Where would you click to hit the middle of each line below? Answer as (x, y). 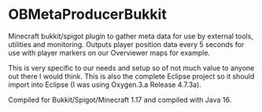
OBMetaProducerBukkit (87, 14)
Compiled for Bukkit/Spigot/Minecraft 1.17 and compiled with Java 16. (120, 99)
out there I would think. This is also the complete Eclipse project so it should (131, 76)
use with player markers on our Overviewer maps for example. (109, 52)
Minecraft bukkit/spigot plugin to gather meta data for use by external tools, (131, 36)
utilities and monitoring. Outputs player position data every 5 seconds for (126, 44)
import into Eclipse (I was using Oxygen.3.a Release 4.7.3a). (105, 85)
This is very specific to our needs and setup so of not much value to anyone (131, 67)
